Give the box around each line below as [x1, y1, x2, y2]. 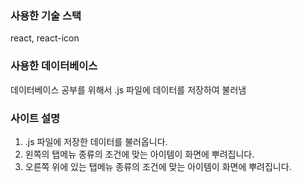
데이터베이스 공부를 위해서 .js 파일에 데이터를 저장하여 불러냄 [10, 83, 247, 96]
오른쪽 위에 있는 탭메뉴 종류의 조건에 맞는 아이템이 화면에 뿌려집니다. [24, 160, 292, 172]
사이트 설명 [10, 111, 61, 125]
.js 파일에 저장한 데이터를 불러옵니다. [24, 135, 168, 147]
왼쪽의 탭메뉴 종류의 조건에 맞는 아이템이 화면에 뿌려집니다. [24, 148, 255, 160]
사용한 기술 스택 [10, 8, 82, 22]
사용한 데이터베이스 [10, 59, 98, 73]
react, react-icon [10, 32, 80, 44]
